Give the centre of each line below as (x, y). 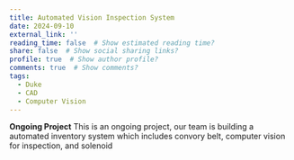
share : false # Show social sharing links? (94, 51)
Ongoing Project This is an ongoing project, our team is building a (132, 127)
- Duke (30, 84)
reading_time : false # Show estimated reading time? (112, 43)
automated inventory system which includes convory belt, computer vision (147, 137)
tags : (19, 76)
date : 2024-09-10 (42, 26)
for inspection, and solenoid (61, 146)
